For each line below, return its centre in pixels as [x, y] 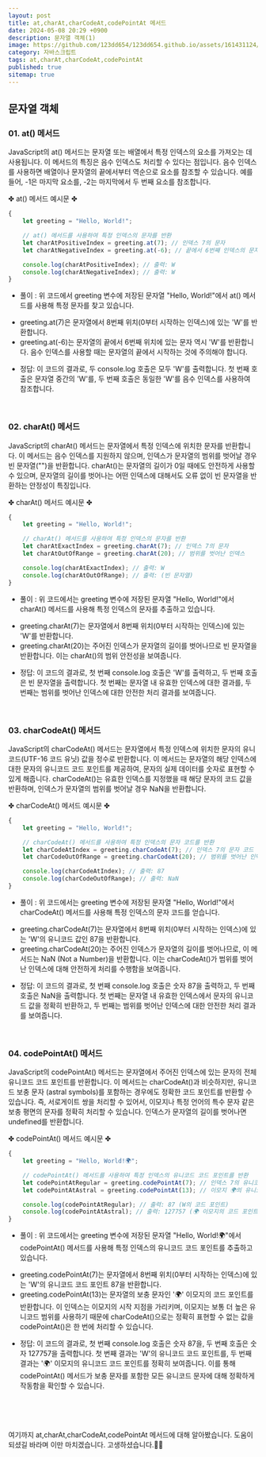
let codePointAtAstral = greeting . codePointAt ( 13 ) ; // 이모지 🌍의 [132, 1190]
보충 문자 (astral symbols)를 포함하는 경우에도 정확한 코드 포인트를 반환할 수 [134, 1092]
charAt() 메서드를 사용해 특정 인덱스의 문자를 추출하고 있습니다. [117, 609]
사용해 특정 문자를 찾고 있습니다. [84, 306]
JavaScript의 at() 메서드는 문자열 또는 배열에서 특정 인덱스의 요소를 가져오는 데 [130, 152]
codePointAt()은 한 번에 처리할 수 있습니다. [86, 1327]
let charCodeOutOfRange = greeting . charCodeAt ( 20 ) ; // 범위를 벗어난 [135, 857]
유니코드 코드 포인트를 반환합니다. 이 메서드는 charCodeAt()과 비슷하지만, [122, 1082]
